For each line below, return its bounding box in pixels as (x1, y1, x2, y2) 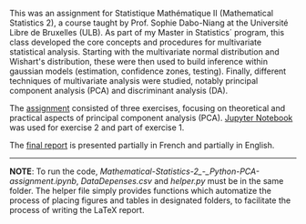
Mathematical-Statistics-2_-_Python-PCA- (99, 166, 260, 177)
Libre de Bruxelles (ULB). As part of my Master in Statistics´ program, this (9, 27, 285, 37)
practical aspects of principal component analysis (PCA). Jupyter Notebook (9, 113, 293, 123)
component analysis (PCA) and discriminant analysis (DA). (9, 86, 229, 96)
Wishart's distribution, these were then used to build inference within (9, 56, 269, 66)
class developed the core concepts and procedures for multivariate (9, 36, 262, 47)
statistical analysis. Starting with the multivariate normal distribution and (9, 46, 280, 57)
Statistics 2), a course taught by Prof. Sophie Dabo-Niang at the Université (9, 17, 289, 28)
